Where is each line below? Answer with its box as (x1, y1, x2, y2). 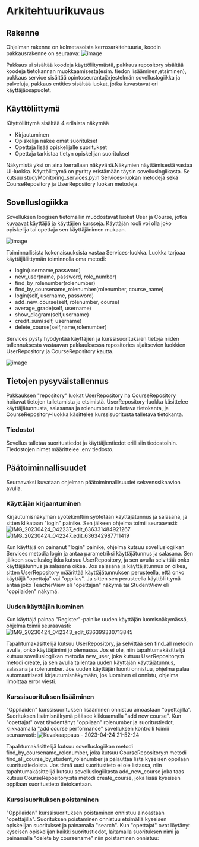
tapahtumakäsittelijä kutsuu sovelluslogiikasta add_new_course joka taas (6, 768, 184, 775)
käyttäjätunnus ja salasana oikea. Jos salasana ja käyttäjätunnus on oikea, (6, 562, 187, 569)
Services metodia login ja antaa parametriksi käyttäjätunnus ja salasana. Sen (6, 550, 194, 557)
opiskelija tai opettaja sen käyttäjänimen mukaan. (6, 226, 127, 233)
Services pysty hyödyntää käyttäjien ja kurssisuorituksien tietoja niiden (6, 335, 179, 342)
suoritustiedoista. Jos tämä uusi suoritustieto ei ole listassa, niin (6, 762, 162, 769)
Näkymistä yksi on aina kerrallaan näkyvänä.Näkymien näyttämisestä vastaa (6, 161, 193, 169)
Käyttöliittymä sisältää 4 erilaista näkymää (6, 119, 109, 126)
